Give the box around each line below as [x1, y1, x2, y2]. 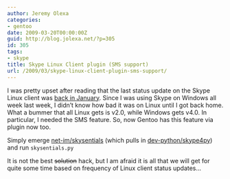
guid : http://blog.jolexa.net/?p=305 [7, 36, 115, 43]
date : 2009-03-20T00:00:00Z [7, 29, 88, 36]
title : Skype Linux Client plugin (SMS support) [7, 61, 149, 68]
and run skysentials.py [7, 143, 74, 152]
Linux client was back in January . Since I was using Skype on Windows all [7, 93, 216, 102]
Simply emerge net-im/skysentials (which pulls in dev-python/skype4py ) [7, 136, 213, 144]
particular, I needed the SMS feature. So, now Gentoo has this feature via [7, 115, 214, 123]
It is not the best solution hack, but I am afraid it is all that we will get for [7, 156, 211, 165]
